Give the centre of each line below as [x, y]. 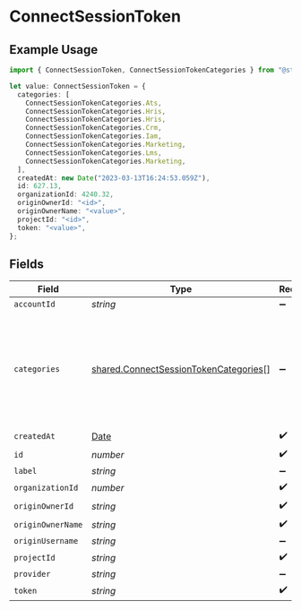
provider [32, 574]
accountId [34, 305]
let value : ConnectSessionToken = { [77, 86]
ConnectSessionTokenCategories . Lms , [94, 153]
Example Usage [54, 50]
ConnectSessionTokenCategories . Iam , [94, 136]
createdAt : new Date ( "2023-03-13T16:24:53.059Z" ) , [114, 178]
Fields [27, 264]
